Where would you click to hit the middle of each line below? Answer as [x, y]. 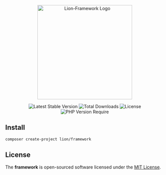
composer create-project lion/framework [48, 139]
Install [15, 127]
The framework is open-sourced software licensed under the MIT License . [83, 167]
